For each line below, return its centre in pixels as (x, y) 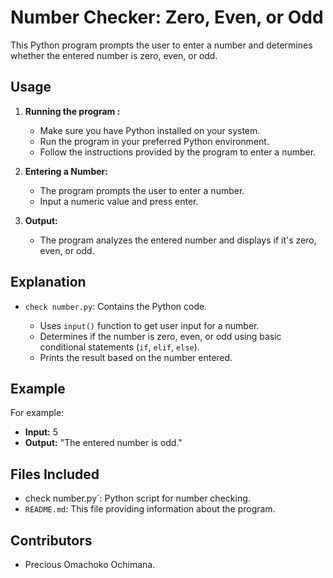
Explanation (48, 282)
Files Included (55, 474)
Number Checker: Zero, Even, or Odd (167, 17)
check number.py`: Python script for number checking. (137, 498)
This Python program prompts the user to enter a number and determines (161, 45)
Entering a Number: (66, 171)
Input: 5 (41, 432)
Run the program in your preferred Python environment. (154, 141)
